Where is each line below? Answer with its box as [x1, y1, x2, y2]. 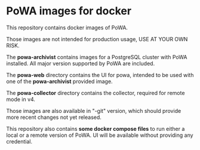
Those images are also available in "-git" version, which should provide [6, 107, 181, 114]
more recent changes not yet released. [6, 114, 101, 121]
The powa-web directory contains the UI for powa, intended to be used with [6, 71, 194, 78]
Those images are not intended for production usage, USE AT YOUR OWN [6, 35, 188, 42]
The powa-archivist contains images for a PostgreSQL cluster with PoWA [6, 53, 187, 60]
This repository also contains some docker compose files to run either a [6, 125, 185, 132]
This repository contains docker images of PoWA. [6, 24, 128, 31]
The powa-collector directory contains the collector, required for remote [6, 89, 185, 96]
